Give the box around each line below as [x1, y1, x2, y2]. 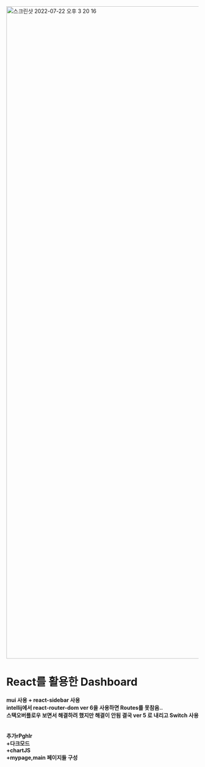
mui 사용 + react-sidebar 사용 [6, 696, 81, 704]
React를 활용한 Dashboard [6, 675, 138, 689]
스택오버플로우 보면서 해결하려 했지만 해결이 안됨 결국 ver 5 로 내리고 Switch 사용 [6, 712, 199, 719]
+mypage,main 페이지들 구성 [6, 754, 78, 761]
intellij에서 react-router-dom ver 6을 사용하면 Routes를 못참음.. [6, 704, 164, 711]
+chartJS [6, 746, 31, 754]
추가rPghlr [6, 732, 32, 740]
